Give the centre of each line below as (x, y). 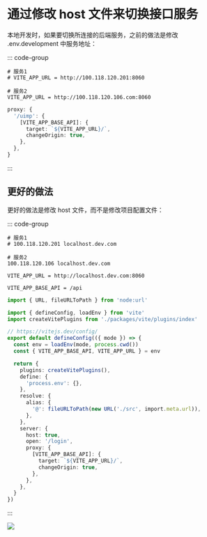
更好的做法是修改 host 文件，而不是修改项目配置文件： (85, 210)
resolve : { (36, 396)
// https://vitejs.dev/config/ (53, 332)
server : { (34, 428)
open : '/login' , (49, 442)
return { (26, 364)
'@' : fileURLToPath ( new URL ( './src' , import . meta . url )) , (117, 409)
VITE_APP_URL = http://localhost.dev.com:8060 (76, 276)
